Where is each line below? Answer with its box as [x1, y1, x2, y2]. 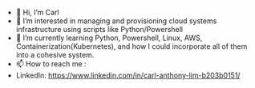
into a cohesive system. [15, 50, 95, 59]
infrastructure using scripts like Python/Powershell [15, 25, 183, 34]
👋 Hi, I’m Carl [15, 8, 59, 17]
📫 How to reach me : [15, 59, 87, 68]
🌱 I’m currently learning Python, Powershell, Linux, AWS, [15, 33, 203, 42]
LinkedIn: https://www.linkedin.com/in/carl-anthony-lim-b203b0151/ [15, 70, 241, 80]
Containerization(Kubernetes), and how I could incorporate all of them [15, 42, 248, 51]
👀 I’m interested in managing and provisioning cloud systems [15, 16, 217, 26]
